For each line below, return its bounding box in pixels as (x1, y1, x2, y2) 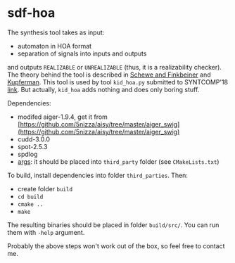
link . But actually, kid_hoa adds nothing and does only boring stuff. (7, 85, 200, 94)
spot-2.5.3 (17, 142, 48, 150)
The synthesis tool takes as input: (7, 28, 105, 37)
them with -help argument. (7, 228, 85, 236)
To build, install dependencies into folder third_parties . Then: (7, 171, 189, 179)
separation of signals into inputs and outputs (17, 49, 147, 58)
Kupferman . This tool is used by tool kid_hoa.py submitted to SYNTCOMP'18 (7, 77, 229, 86)
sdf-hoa (7, 5, 56, 21)
